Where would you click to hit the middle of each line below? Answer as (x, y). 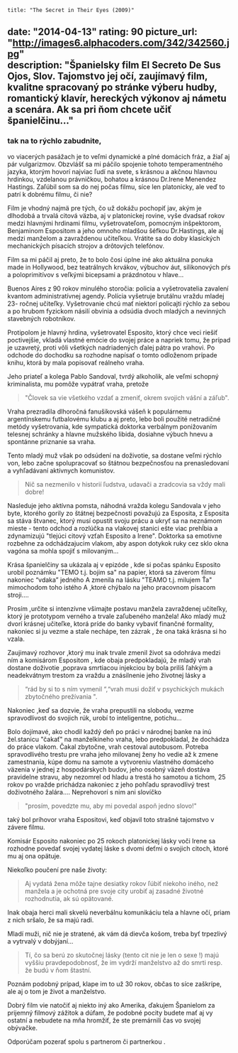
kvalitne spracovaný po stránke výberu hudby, (112, 88)
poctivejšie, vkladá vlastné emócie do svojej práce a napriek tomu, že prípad (119, 340)
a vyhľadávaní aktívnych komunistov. (61, 470)
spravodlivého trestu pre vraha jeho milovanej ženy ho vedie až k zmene (113, 754)
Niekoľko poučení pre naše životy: (57, 870)
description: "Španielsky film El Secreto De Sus (114, 65)
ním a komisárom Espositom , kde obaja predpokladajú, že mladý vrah (109, 660)
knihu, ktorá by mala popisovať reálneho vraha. (76, 362)
